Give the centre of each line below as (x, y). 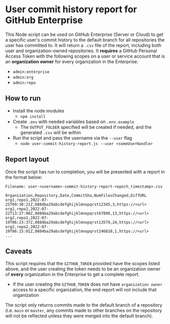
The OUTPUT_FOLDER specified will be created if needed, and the (86, 127)
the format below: (24, 177)
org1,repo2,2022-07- (27, 209)
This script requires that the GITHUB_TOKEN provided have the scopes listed (83, 264)
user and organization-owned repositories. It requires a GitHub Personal (81, 51)
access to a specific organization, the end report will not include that (84, 290)
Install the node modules (38, 110)
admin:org (23, 77)
